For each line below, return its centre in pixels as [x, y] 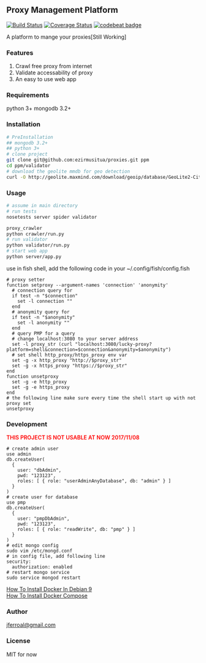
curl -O [16, 177]
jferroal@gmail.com [31, 625]
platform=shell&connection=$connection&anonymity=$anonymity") [89, 350]
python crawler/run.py [35, 234]
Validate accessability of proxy [54, 73]
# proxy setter [26, 280]
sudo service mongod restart [44, 578]
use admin [19, 454]
